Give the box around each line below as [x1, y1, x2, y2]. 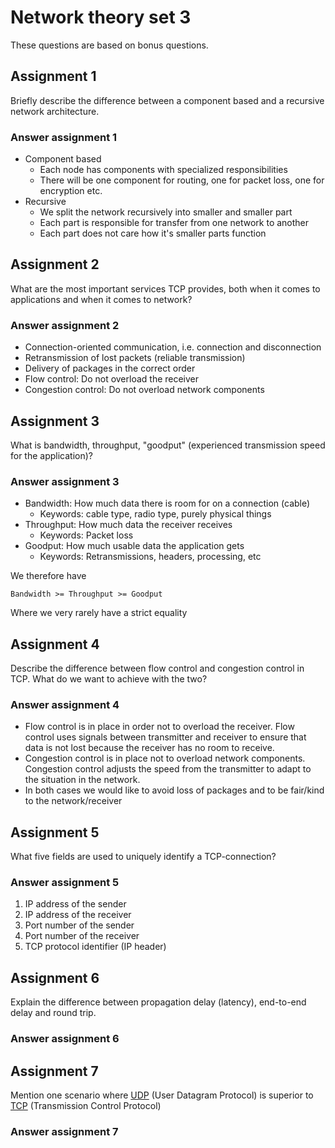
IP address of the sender [24, 898, 127, 910]
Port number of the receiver [24, 930, 140, 942]
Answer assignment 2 [10, 318, 120, 332]
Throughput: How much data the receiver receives [24, 519, 233, 531]
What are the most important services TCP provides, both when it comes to [10, 282, 321, 295]
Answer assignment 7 [10, 1124, 119, 1138]
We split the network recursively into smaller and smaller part [39, 206, 293, 218]
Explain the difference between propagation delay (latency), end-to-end [10, 996, 307, 1008]
